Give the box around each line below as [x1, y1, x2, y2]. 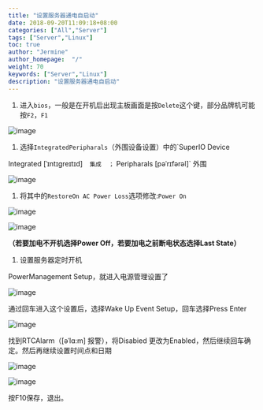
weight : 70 [8, 63, 44, 71]
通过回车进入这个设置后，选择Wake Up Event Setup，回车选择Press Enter [8, 304, 247, 313]
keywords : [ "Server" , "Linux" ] [8, 70, 108, 78]
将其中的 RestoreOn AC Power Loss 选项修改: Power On [19, 191, 187, 200]
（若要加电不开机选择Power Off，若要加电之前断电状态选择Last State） [8, 238, 241, 248]
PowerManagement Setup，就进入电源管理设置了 [8, 271, 169, 281]
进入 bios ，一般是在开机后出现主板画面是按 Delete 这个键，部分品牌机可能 [19, 100, 256, 110]
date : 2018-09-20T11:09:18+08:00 [8, 19, 118, 27]
